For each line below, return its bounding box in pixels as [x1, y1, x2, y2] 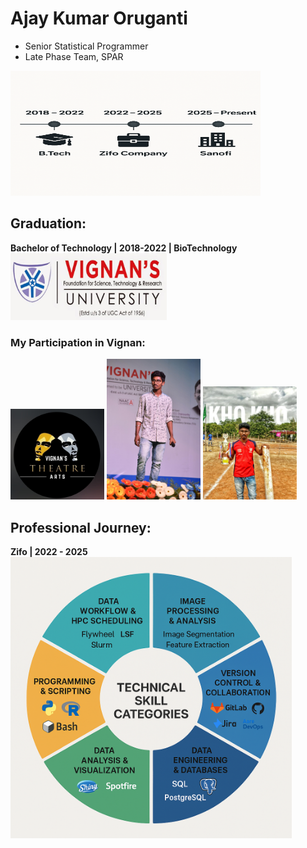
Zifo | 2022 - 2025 [10, 546, 88, 558]
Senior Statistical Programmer [24, 40, 149, 52]
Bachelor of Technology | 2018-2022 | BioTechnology [10, 242, 238, 254]
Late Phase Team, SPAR [24, 50, 124, 62]
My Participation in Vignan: [10, 335, 146, 349]
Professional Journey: [10, 519, 152, 536]
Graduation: [10, 215, 87, 232]
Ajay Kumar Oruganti [10, 7, 188, 30]
